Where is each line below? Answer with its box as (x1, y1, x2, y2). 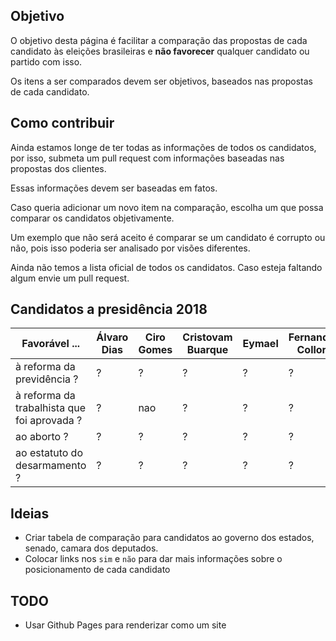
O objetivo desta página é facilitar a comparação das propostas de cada (10, 34, 308, 46)
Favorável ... (21, 337, 81, 351)
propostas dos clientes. (10, 162, 107, 174)
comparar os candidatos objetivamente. (10, 212, 175, 224)
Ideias (10, 505, 50, 522)
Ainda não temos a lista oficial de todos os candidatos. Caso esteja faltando (10, 261, 323, 273)
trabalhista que (15, 401, 87, 415)
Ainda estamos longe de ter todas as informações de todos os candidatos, (10, 141, 317, 153)
